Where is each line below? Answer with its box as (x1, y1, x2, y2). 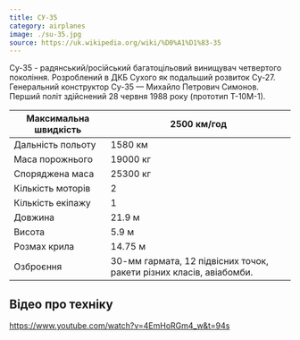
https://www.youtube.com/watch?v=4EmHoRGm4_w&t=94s (9, 320, 230, 331)
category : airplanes (9, 21, 87, 30)
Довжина (13, 211, 55, 224)
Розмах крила (13, 241, 75, 253)
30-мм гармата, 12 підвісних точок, (110, 255, 270, 268)
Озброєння (13, 260, 62, 273)
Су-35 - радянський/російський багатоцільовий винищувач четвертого (9, 63, 282, 73)
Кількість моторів (13, 183, 91, 195)
